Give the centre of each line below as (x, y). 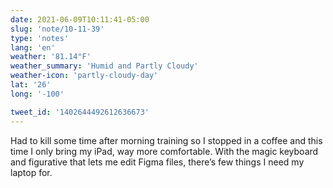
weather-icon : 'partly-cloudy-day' (84, 76)
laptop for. (31, 172)
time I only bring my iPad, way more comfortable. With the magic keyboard (164, 151)
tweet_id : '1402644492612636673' (80, 112)
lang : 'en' (33, 47)
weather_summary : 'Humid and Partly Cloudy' (104, 66)
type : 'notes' (40, 38)
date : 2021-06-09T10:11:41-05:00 (80, 19)
